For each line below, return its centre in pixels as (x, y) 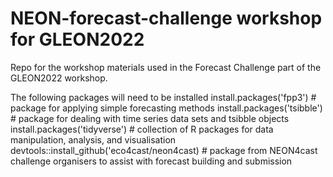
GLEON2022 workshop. (59, 78)
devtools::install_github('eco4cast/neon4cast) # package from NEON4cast (164, 150)
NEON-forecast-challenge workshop (166, 18)
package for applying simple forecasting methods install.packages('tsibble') (166, 108)
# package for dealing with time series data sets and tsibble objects (150, 118)
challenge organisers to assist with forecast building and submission (151, 161)
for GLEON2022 (77, 39)
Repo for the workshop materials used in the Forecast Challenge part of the (166, 67)
